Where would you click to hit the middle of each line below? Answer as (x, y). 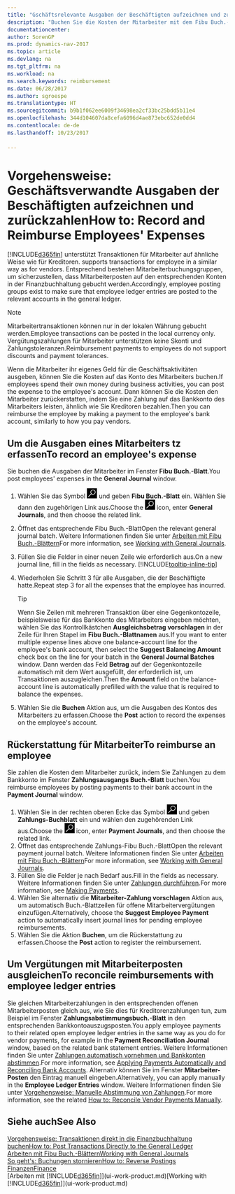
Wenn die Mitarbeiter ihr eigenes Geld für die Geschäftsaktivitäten (102, 369)
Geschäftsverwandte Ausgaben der (113, 191)
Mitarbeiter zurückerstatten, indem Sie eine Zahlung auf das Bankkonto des (116, 399)
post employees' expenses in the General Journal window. (92, 478)
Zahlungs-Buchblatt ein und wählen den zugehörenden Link (105, 820)
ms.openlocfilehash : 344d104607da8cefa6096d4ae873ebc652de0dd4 (101, 118)
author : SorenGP (31, 37)
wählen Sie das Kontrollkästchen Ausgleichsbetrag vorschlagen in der (120, 627)
